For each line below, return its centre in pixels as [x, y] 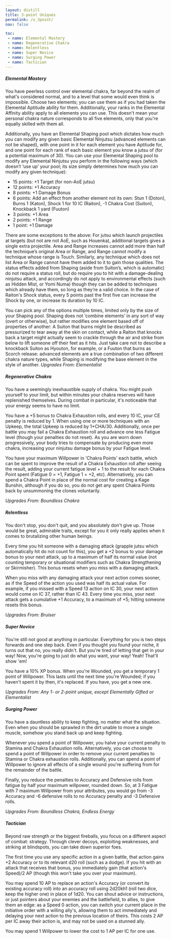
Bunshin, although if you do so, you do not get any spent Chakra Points [80, 485]
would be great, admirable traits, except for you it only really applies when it [85, 531]
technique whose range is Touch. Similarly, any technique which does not [83, 257]
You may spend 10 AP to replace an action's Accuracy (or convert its [77, 883]
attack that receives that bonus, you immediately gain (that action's [76, 868]
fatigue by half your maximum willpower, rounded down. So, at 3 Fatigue [81, 785]
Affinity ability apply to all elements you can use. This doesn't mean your [82, 113]
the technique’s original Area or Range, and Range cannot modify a [76, 252]
